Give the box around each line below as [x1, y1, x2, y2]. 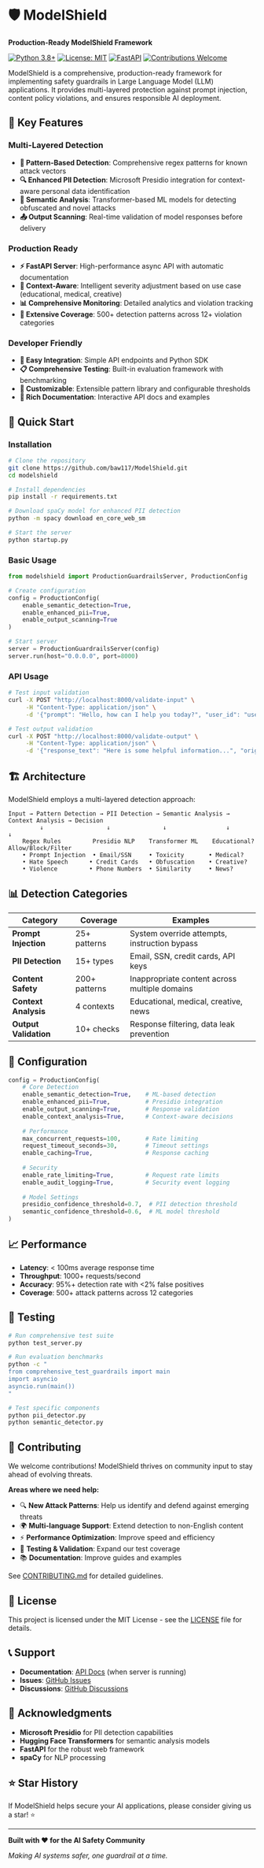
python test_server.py [8, 1339, 82, 1347]
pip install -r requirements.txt [8, 493, 118, 501]
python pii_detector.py [8, 1411, 86, 1419]
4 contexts [75, 1001, 115, 1012]
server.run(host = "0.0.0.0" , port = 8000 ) [8, 652, 139, 660]
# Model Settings [22, 1193, 79, 1201]
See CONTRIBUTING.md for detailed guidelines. [8, 1571, 163, 1580]
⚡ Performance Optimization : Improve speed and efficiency [19, 1533, 215, 1543]
